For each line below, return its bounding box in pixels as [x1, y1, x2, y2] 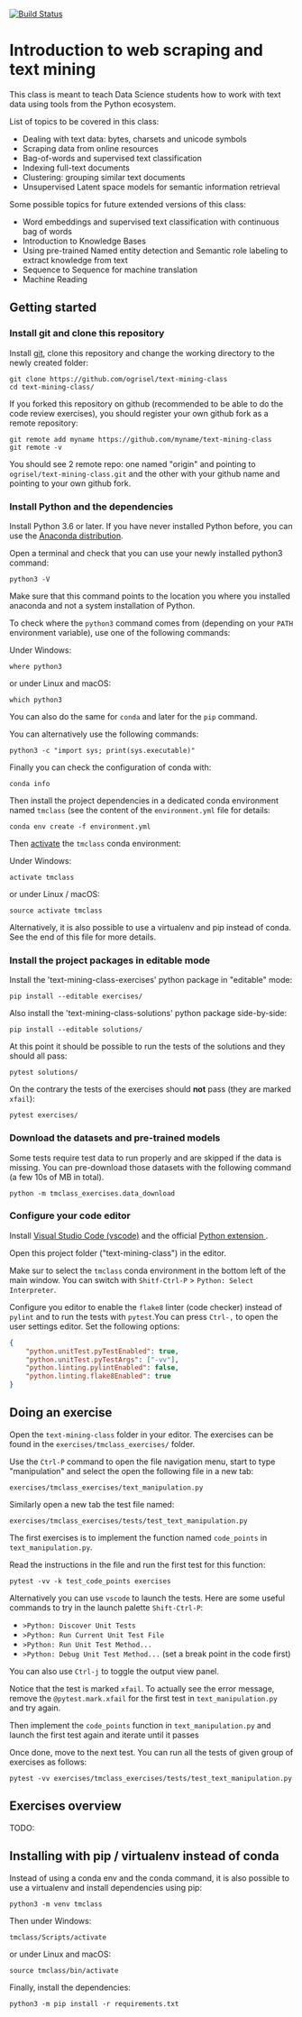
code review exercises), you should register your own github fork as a [9, 408, 269, 418]
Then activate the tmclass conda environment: [9, 838, 182, 848]
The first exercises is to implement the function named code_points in [9, 1532, 268, 1543]
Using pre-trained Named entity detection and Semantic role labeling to [22, 244, 288, 256]
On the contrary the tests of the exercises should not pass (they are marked [9, 1084, 291, 1095]
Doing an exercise [9, 1405, 113, 1420]
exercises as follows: [9, 1756, 87, 1767]
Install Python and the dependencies [9, 500, 174, 513]
